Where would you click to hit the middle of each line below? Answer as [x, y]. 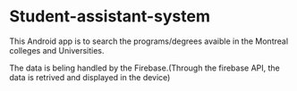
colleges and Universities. [57, 50]
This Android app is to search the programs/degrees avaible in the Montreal [149, 41]
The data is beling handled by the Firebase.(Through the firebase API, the [144, 68]
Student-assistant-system [110, 17]
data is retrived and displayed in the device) [90, 77]
